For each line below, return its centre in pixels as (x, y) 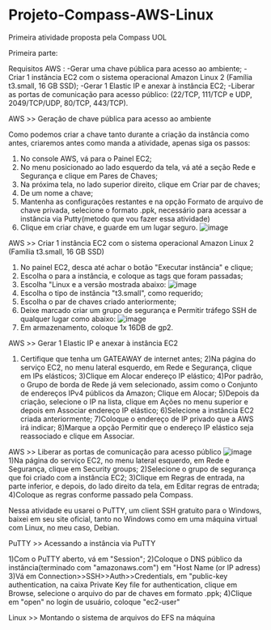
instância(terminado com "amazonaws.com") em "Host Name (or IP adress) (135, 567)
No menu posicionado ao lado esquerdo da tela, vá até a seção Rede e (138, 167)
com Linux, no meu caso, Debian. (64, 527)
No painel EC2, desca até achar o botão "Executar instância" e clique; (136, 267)
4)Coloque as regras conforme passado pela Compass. (101, 494)
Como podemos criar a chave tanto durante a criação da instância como (129, 134)
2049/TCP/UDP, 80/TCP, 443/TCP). (68, 103)
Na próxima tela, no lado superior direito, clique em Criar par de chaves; (140, 184)
